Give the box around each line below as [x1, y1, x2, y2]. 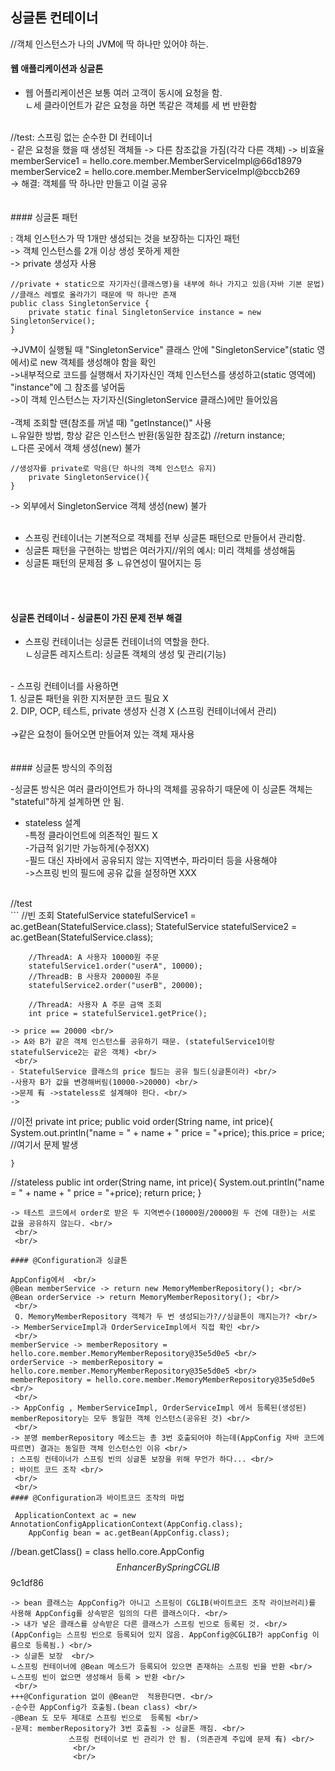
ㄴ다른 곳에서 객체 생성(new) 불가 [10, 442, 142, 454]
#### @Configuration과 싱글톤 [10, 1256, 128, 1266]
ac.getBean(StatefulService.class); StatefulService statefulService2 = [10, 921, 298, 933]
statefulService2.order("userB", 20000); [28, 981, 203, 991]
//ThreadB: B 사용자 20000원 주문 [28, 972, 160, 982]
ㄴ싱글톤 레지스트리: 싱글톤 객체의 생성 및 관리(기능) [24, 648, 227, 660]
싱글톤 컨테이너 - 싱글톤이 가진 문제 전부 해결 [10, 611, 183, 623]
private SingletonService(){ [28, 473, 150, 483]
